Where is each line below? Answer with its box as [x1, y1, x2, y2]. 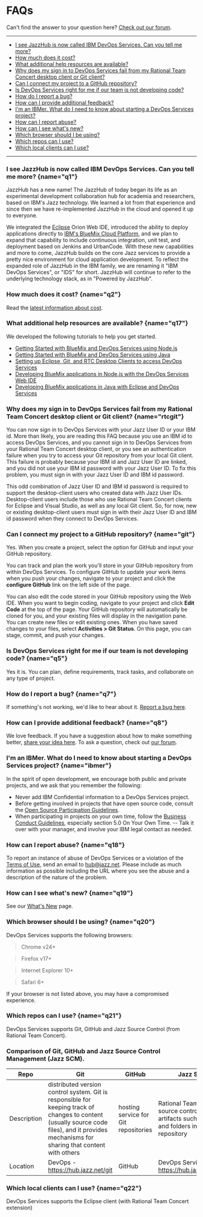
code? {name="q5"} [6, 655, 68, 663]
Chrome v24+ [21, 943, 56, 951]
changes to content [48, 1110, 103, 1119]
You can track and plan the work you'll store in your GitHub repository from [6, 562, 193, 569]
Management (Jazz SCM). [6, 1054, 85, 1063]
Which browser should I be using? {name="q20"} [6, 918, 155, 926]
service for [118, 1110, 149, 1119]
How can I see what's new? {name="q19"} [6, 888, 134, 897]
